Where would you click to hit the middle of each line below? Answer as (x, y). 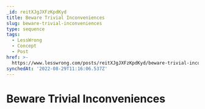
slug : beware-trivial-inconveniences (54, 23)
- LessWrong (27, 40)
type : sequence (26, 29)
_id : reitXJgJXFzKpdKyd (37, 12)
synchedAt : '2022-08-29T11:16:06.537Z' (57, 69)
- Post (20, 52)
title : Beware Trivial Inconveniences (56, 18)
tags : (13, 35)
